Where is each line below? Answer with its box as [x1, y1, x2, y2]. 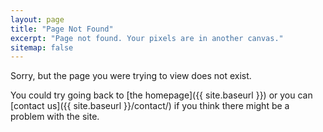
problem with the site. [10, 111, 100, 123]
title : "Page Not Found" [10, 24, 114, 34]
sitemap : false [10, 42, 74, 53]
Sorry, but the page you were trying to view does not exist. [10, 70, 252, 82]
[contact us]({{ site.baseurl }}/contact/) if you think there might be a [10, 100, 290, 112]
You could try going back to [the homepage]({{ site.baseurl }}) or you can [10, 89, 313, 101]
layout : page [10, 14, 65, 25]
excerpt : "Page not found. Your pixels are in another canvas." [10, 33, 284, 43]
